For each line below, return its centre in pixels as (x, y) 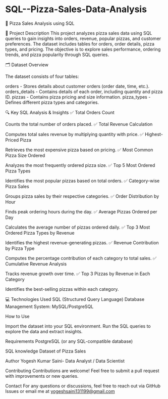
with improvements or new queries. (42, 376)
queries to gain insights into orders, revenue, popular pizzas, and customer (83, 38)
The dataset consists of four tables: (42, 76)
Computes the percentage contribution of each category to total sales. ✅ (81, 258)
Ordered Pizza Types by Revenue (40, 233)
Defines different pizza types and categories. (52, 102)
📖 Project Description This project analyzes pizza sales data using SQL (79, 33)
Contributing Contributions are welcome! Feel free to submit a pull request (82, 371)
